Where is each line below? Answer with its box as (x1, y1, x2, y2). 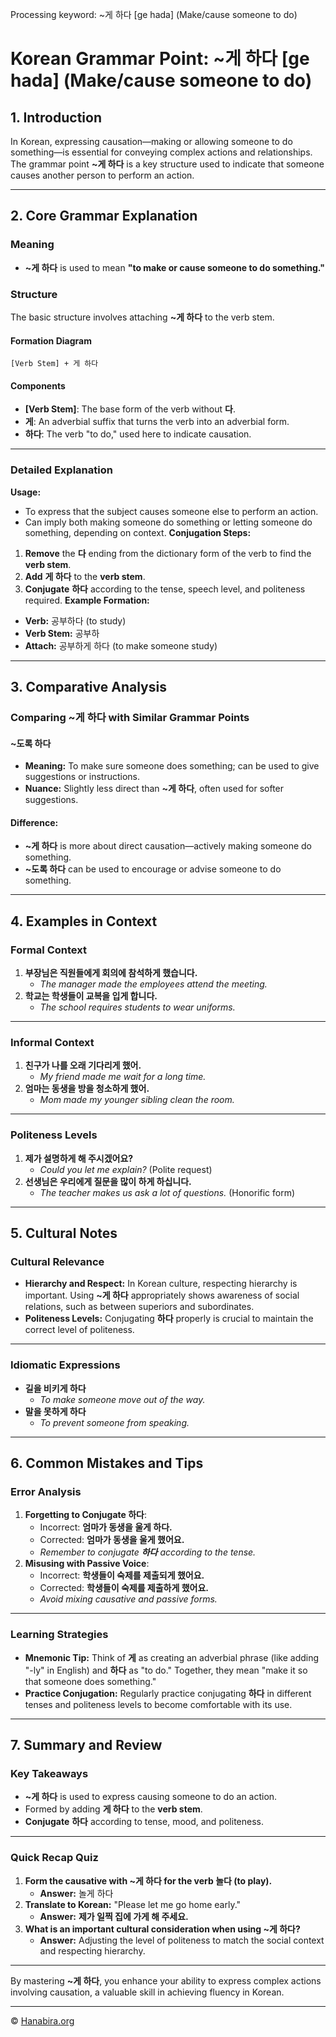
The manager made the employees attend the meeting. (39, 978, 268, 990)
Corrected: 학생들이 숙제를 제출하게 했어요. (39, 1582, 210, 1594)
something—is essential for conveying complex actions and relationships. (10, 146, 313, 158)
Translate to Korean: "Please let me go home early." (24, 1898, 242, 1910)
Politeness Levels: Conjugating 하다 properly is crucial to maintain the (24, 1313, 314, 1325)
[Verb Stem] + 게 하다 (10, 359, 99, 369)
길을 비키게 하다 (24, 1382, 87, 1394)
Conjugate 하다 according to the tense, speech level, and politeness (24, 583, 306, 595)
